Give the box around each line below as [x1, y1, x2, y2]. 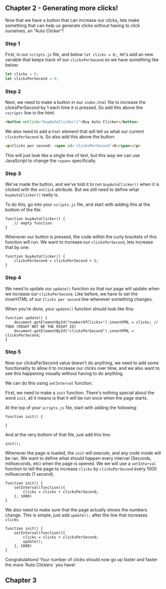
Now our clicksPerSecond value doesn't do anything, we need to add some [5, 360, 159, 366]
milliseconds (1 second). [5, 471, 55, 477]
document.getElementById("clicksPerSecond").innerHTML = [14, 328, 134, 334]
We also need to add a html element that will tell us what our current [5, 129, 144, 135]
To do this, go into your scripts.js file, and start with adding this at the [5, 201, 150, 208]
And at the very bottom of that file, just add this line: [5, 431, 111, 437]
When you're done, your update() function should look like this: [5, 306, 135, 312]
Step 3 [5, 170, 21, 177]
